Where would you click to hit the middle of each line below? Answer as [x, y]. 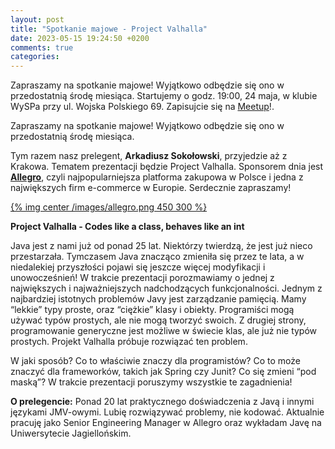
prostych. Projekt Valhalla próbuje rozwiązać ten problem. [129, 342]
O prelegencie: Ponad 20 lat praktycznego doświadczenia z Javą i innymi [162, 402]
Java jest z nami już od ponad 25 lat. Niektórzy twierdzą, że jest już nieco [161, 246]
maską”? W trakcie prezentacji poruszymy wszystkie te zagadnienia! [151, 382]
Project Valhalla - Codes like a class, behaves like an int [127, 227]
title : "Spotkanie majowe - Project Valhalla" [109, 29]
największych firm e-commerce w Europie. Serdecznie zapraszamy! [151, 188]
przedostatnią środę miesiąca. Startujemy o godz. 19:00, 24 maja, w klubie [164, 96]
